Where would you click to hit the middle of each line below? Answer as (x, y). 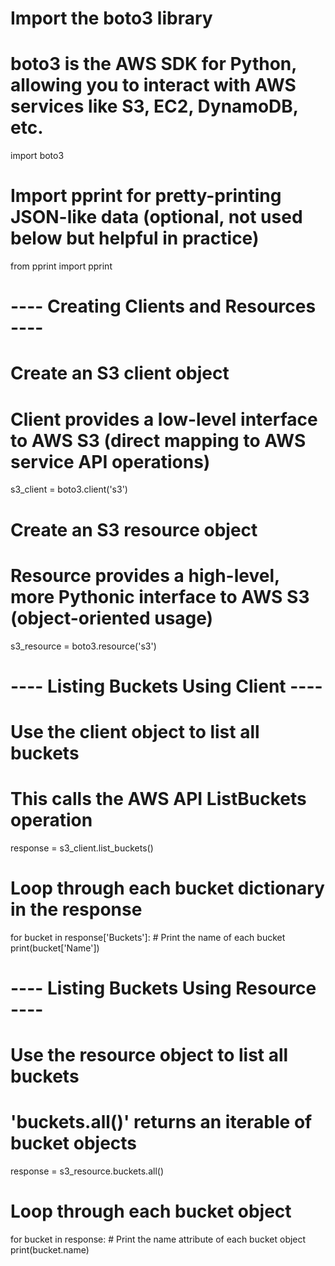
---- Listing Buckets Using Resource (163, 988)
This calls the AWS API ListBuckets (158, 799)
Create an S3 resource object (134, 529)
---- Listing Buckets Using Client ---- (166, 686)
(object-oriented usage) (112, 618)
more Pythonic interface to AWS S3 (160, 596)
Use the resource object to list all (149, 1055)
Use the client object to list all (135, 731)
